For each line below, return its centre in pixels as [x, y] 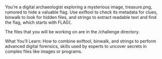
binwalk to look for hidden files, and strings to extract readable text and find [81, 17]
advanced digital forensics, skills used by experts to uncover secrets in [76, 46]
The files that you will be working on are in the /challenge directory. [72, 32]
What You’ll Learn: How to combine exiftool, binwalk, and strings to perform [81, 41]
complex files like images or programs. [44, 51]
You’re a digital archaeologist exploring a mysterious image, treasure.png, [79, 7]
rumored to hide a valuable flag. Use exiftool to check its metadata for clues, [81, 12]
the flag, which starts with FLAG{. [38, 22]
